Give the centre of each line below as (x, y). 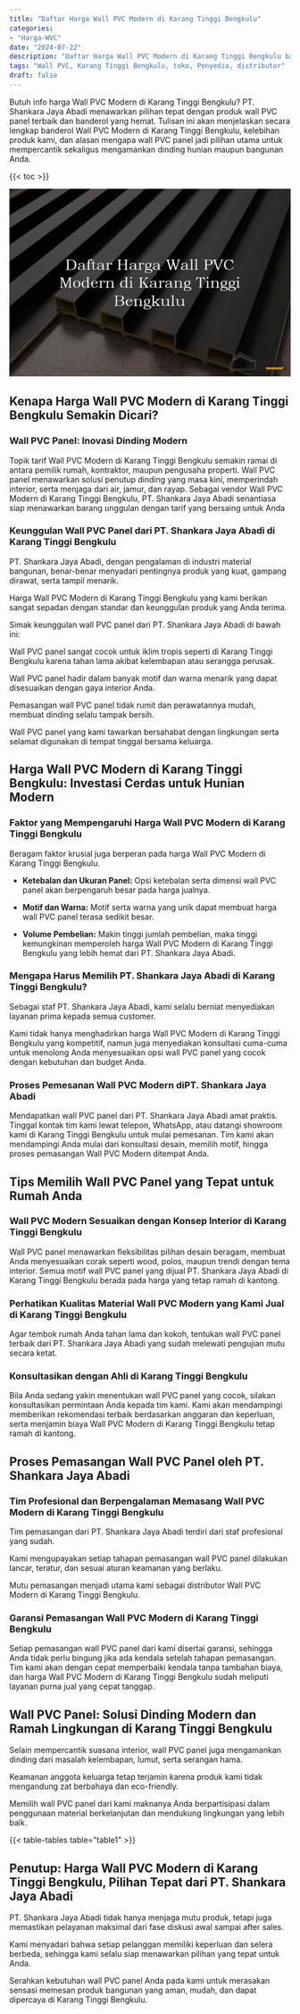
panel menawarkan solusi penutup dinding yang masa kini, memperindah (144, 479)
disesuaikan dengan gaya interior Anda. (82, 687)
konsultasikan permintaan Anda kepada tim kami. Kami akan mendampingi (146, 1405)
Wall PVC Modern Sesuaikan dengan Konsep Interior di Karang (148, 1221)
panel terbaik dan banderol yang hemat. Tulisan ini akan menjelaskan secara (150, 121)
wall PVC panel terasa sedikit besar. (88, 917)
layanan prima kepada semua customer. (83, 1016)
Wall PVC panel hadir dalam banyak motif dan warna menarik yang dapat (143, 678)
